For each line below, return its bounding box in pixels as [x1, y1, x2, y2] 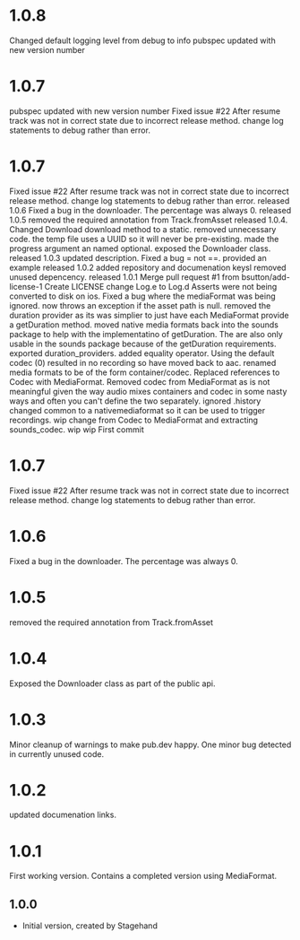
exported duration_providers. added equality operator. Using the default [9, 347, 275, 359]
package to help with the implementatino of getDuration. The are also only [9, 328, 284, 339]
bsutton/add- [241, 271, 291, 283]
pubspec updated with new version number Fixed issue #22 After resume [9, 105, 280, 117]
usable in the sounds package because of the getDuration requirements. [9, 338, 277, 349]
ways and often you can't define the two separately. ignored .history [9, 396, 261, 406]
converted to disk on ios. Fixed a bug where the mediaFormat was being [9, 291, 276, 301]
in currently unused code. [9, 748, 105, 759]
